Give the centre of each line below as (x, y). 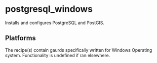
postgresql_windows (49, 9)
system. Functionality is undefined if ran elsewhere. (58, 55)
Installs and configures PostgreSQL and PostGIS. (55, 23)
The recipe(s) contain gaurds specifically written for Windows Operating (78, 50)
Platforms (20, 38)
